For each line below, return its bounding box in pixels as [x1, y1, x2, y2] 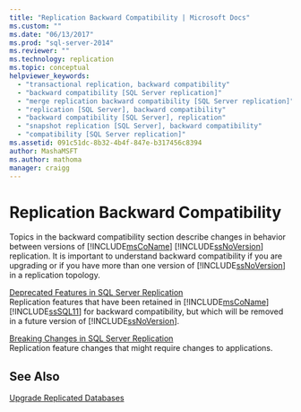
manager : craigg [9, 163, 70, 172]
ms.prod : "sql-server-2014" [9, 38, 115, 48]
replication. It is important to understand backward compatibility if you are [9, 250, 283, 261]
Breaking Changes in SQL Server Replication [9, 333, 174, 344]
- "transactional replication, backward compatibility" [17, 80, 230, 89]
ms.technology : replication [9, 55, 115, 64]
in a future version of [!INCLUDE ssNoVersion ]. [9, 316, 180, 327]
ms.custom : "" [9, 22, 63, 31]
